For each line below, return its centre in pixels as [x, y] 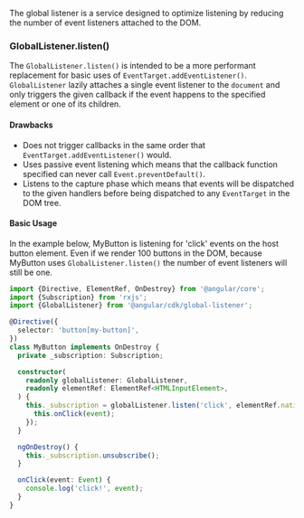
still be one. [31, 272]
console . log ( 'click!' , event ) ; [85, 489]
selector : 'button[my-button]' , [79, 330]
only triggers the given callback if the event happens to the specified [138, 95]
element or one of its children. [66, 104]
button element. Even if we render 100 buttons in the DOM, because [136, 253]
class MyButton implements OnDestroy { [85, 347]
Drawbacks [31, 125]
